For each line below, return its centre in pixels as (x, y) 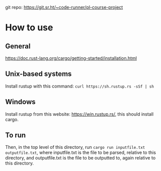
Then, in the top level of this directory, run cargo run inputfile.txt (75, 147)
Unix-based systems (38, 74)
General (18, 46)
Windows (20, 102)
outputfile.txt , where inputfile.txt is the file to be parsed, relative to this (80, 152)
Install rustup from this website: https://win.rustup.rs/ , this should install (79, 114)
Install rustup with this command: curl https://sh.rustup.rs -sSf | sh (80, 86)
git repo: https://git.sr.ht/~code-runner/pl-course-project (64, 7)
